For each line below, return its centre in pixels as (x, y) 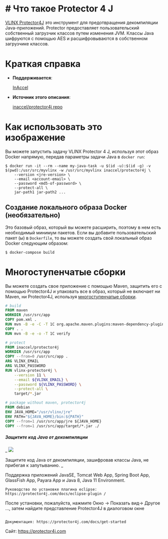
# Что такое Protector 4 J (59, 9)
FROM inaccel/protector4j (32, 347)
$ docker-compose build (30, 252)
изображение (35, 138)
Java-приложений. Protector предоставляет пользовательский (72, 27)
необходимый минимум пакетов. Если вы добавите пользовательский (81, 232)
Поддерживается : (32, 77)
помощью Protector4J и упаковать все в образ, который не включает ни (83, 291)
